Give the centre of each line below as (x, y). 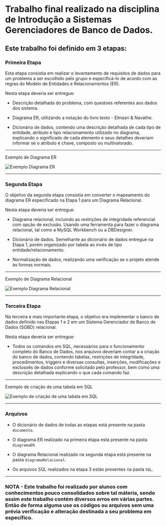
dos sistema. (25, 108)
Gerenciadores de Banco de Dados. (79, 30)
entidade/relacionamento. (39, 250)
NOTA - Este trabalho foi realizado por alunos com (66, 486)
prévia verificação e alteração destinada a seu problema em (78, 511)
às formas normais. (32, 265)
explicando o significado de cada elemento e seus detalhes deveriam (83, 137)
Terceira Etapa (23, 306)
